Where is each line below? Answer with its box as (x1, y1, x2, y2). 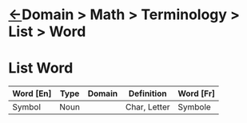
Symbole (177, 101, 212, 113)
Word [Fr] (177, 88, 216, 99)
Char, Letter (125, 101, 170, 113)
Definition (128, 88, 167, 99)
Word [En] (12, 88, 52, 99)
